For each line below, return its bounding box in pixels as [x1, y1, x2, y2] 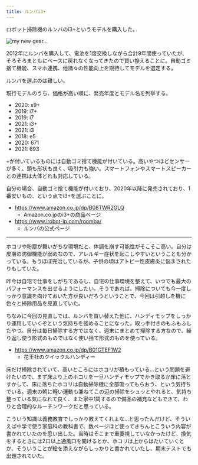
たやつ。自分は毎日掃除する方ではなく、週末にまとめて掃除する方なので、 [6, 327, 187, 334]
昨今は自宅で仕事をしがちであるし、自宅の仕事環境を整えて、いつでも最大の [6, 277, 192, 284]
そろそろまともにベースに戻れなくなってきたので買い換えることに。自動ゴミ [6, 57, 192, 64]
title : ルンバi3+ [6, 8, 46, 15]
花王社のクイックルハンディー [23, 353, 96, 360]
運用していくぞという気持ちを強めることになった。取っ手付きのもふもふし [11, 320, 192, 327]
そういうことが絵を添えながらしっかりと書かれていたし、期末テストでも [16, 444, 192, 452]
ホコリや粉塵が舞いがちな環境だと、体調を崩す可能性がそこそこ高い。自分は [6, 243, 192, 250]
